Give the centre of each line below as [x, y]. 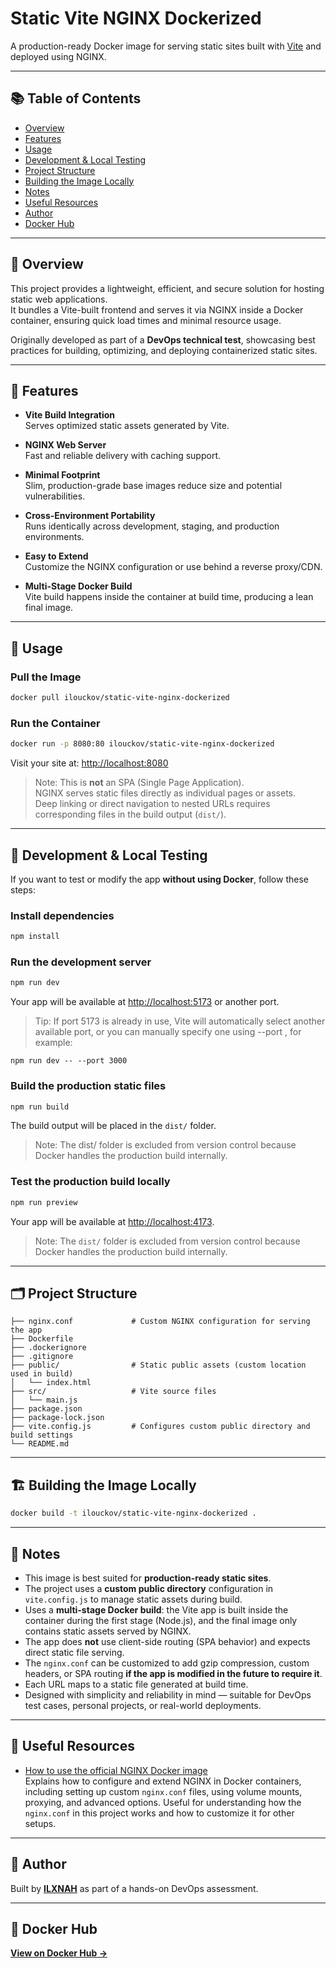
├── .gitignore [42, 1357]
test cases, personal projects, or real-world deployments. [143, 1705]
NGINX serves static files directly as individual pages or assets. [165, 793]
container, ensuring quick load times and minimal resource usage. [146, 320]
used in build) [42, 1374]
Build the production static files [88, 1086]
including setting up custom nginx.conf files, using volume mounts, [163, 1791]
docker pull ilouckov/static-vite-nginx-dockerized [120, 698]
